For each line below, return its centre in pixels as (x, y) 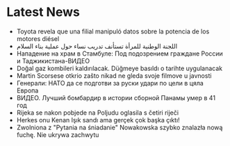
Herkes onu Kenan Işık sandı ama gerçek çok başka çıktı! (98, 120)
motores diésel (38, 38)
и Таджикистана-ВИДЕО (53, 60)
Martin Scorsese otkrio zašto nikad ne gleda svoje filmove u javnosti (114, 75)
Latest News (43, 12)
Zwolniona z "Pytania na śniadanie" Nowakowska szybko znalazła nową (120, 127)
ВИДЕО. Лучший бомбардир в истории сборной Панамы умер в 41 (116, 97)
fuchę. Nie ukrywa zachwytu (58, 135)
